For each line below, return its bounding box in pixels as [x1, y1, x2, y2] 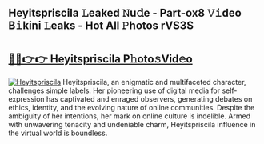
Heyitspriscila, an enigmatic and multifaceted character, [62, 78, 246, 86]
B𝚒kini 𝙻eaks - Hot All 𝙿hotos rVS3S [8, 19, 194, 33]
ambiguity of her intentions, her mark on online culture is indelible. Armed [8, 111, 251, 121]
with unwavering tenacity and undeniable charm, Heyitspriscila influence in [8, 120, 256, 129]
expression [8, 94, 46, 103]
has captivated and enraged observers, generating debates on [46, 94, 253, 103]
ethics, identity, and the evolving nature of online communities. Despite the [8, 103, 255, 112]
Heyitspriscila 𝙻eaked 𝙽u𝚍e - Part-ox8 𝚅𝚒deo [8, 6, 242, 20]
